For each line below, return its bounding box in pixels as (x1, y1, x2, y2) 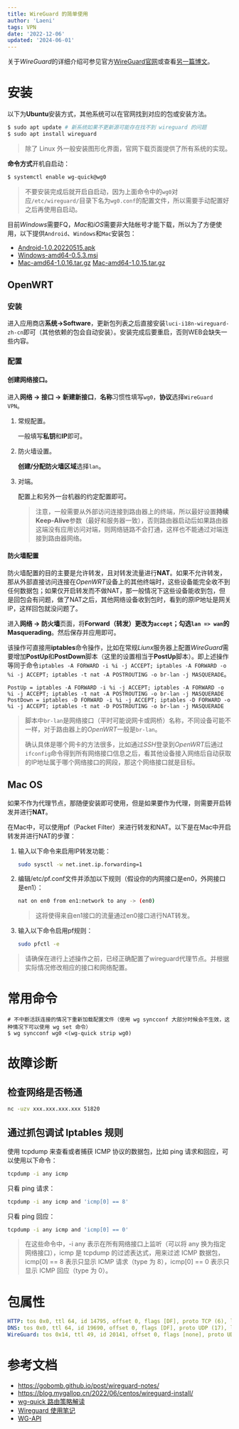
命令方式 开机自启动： (7, 159, 70, 168)
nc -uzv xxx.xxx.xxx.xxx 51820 (7, 1106, 100, 1113)
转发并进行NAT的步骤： (7, 831, 77, 840)
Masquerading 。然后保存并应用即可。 (7, 628, 120, 636)
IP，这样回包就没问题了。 (7, 604, 82, 612)
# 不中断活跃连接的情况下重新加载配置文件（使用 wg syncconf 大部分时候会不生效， (7, 1016, 225, 1024)
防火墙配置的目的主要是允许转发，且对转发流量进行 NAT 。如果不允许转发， (7, 568, 226, 577)
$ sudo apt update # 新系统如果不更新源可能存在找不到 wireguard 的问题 (7, 124, 207, 132)
